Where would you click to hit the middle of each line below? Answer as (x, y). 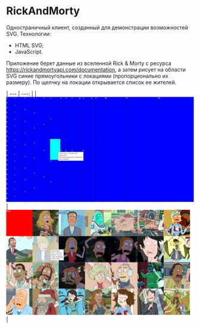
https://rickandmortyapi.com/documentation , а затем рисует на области (96, 69)
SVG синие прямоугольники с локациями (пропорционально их (87, 76)
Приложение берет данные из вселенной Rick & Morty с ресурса (89, 63)
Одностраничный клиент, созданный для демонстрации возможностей (97, 27)
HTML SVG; (29, 45)
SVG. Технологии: (29, 33)
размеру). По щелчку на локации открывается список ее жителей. (91, 82)
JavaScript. (29, 51)
